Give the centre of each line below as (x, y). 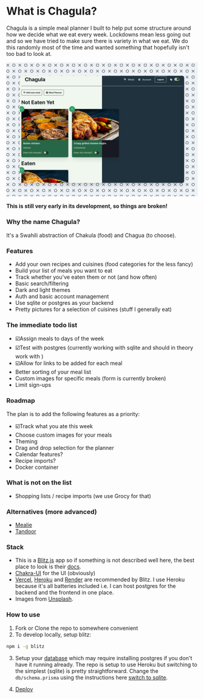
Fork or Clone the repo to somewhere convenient (76, 628)
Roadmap (21, 401)
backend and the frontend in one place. (64, 593)
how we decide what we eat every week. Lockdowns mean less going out (98, 34)
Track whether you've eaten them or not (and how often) (86, 277)
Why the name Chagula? (43, 222)
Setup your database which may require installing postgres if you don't (104, 658)
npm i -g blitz (25, 646)
